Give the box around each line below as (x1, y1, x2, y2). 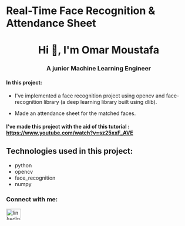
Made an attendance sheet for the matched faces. (14, 110, 136, 117)
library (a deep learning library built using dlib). (43, 98, 157, 105)
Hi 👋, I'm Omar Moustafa (38, 43, 160, 57)
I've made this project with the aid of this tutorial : (6, 123, 130, 130)
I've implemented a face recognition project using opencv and (14, 92, 165, 99)
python (14, 161, 32, 168)
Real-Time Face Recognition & (6, 4, 156, 18)
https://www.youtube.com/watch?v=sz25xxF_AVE (6, 129, 134, 136)
